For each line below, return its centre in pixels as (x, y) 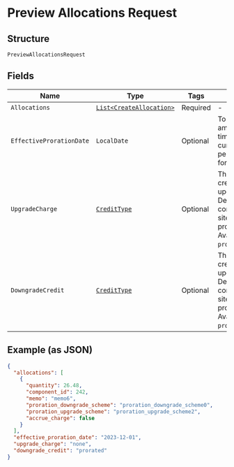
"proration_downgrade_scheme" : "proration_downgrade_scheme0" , (119, 405)
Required (196, 108)
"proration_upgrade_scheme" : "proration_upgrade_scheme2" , (113, 411)
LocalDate (112, 141)
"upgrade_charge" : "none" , (53, 444)
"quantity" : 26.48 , (54, 386)
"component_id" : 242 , (57, 392)
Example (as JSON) (50, 350)
